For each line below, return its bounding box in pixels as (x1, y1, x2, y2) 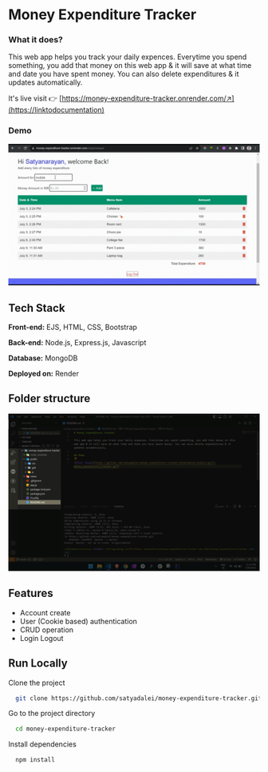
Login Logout (19, 633, 64, 643)
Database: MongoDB (8, 353, 78, 363)
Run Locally (8, 657, 68, 671)
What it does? (8, 34, 64, 46)
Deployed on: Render (8, 369, 80, 379)
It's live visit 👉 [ (8, 94, 62, 103)
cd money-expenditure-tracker (15, 725, 116, 733)
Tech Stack (8, 301, 65, 315)
